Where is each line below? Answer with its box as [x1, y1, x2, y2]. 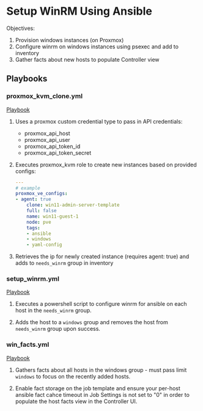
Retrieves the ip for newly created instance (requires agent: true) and [15, 253, 190, 261]
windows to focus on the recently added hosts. [15, 372, 131, 380]
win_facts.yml [6, 341, 50, 349]
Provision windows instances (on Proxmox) [15, 36, 124, 43]
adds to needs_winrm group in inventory [15, 259, 114, 267]
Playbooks [6, 73, 48, 84]
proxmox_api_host [24, 130, 70, 137]
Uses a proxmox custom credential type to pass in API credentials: [15, 117, 183, 125]
